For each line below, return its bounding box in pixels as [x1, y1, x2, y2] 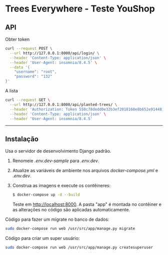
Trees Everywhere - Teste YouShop [5, 3, 155, 15]
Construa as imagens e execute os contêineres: [12, 183, 111, 189]
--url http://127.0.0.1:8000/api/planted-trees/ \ [9, 102, 117, 107]
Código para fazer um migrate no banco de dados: [5, 216, 109, 222]
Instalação [5, 135, 39, 143]
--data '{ [9, 65, 30, 70]
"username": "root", [14, 69, 57, 74]
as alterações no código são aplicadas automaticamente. [12, 207, 130, 213]
